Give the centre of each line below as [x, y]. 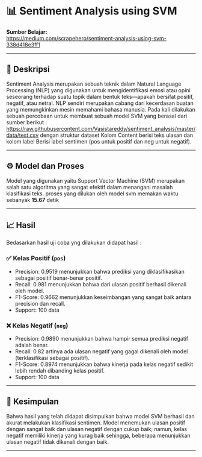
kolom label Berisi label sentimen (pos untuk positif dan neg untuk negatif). [99, 141]
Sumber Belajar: [27, 32]
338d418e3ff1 [23, 45]
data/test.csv [23, 135]
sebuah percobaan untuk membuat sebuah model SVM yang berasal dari [97, 116]
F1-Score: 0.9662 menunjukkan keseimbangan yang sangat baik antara [103, 297]
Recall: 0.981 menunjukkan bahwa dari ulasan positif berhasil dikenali [101, 284]
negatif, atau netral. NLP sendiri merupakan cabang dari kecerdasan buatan [100, 103]
